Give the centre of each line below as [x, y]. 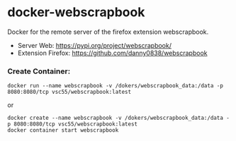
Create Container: [39, 71]
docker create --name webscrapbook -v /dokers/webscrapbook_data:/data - [119, 118]
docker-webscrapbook [76, 12]
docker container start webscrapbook [63, 130]
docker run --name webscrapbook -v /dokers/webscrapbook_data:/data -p [115, 86]
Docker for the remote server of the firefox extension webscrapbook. [108, 32]
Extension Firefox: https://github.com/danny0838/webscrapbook [112, 53]
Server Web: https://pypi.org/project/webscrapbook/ [95, 45]
